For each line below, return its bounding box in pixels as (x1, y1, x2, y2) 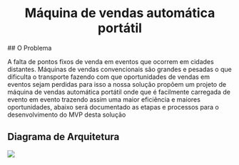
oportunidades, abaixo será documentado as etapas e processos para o (7, 102, 219, 111)
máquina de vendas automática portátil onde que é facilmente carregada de (7, 87, 230, 96)
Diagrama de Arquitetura (7, 131, 120, 143)
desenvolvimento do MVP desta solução (7, 110, 126, 119)
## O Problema (7, 43, 52, 52)
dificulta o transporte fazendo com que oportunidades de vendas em (7, 73, 210, 81)
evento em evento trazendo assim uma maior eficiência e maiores (7, 95, 201, 104)
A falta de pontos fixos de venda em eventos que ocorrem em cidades (7, 57, 214, 65)
